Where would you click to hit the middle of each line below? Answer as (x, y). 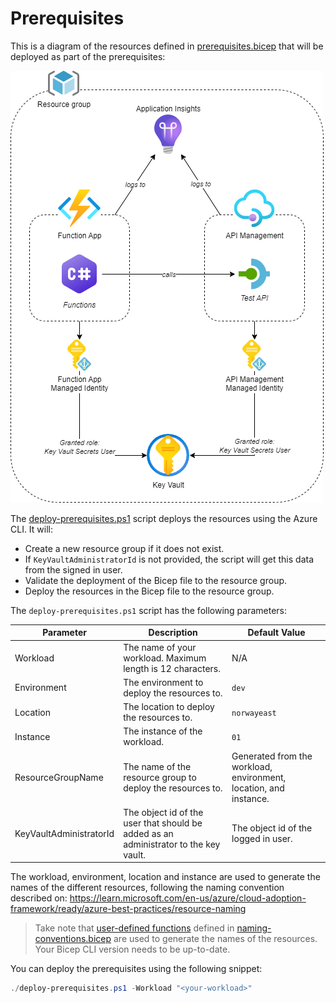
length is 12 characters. (172, 668)
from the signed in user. (73, 569)
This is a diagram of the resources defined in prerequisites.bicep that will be (167, 46)
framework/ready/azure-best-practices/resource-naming (128, 909)
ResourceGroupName (59, 777)
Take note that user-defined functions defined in (134, 928)
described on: (39, 898)
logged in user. (262, 839)
